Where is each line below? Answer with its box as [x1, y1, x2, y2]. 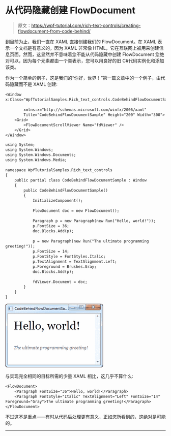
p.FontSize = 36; [32, 223, 70, 229]
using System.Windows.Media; [5, 157, 67, 163]
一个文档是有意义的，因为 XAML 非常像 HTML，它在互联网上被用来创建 [9, 45, 159, 51]
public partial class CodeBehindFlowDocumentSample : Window [14, 177, 147, 183]
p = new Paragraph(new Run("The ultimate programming [32, 238, 149, 244]
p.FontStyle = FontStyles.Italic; [32, 254, 106, 259]
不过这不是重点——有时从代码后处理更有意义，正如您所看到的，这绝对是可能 [5, 414, 166, 420]
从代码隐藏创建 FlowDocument [5, 5, 136, 16]
